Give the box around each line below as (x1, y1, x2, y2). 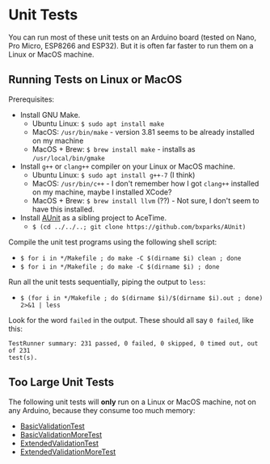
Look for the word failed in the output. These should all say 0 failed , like (8, 315, 255, 324)
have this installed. (32, 204, 95, 214)
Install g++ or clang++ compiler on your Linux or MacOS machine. (19, 161, 236, 171)
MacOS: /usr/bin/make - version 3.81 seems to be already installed (32, 127, 255, 136)
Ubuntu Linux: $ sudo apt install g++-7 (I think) (32, 169, 196, 179)
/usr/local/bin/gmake (32, 154, 105, 162)
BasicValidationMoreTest (19, 429, 103, 439)
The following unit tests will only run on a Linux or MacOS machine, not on (8, 397, 256, 407)
